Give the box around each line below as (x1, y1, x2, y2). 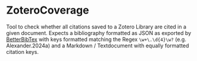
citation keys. (6, 48, 39, 55)
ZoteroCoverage (6, 4, 89, 17)
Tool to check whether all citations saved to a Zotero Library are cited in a (6, 23, 186, 30)
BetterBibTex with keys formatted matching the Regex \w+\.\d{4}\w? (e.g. (6, 36, 186, 43)
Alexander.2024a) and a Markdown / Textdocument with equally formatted (6, 42, 189, 49)
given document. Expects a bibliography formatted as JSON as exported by (6, 29, 192, 36)
